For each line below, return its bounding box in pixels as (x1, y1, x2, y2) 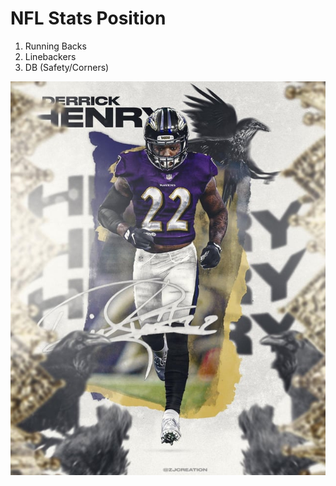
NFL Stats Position (10, 7, 167, 30)
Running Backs (24, 40, 87, 52)
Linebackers (24, 50, 77, 62)
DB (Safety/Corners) (24, 61, 110, 73)
